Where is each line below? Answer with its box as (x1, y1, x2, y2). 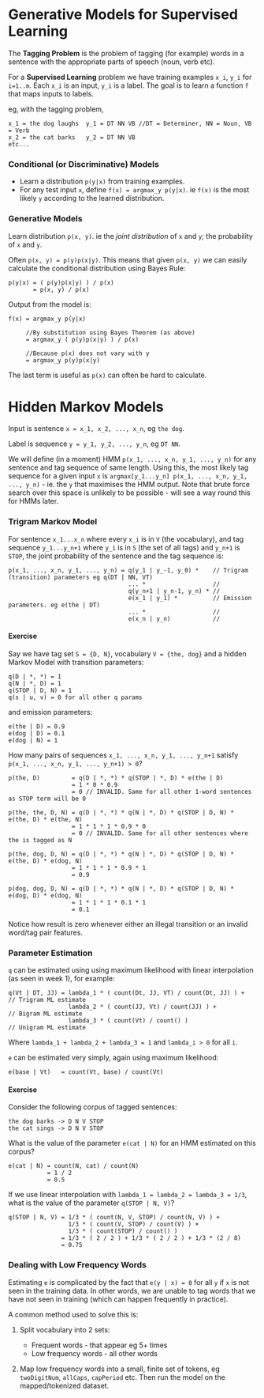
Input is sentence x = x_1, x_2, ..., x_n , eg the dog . (8, 424, 185, 433)
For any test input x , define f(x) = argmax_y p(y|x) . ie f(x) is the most (19, 185, 250, 195)
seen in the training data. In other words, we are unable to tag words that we (8, 1286, 256, 1295)
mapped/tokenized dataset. (19, 1381, 110, 1390)
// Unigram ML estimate (8, 1024, 87, 1032)
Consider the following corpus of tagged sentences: (8, 1102, 177, 1112)
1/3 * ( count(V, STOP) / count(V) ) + (68, 1220, 199, 1229)
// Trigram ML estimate (8, 996, 87, 1004)
